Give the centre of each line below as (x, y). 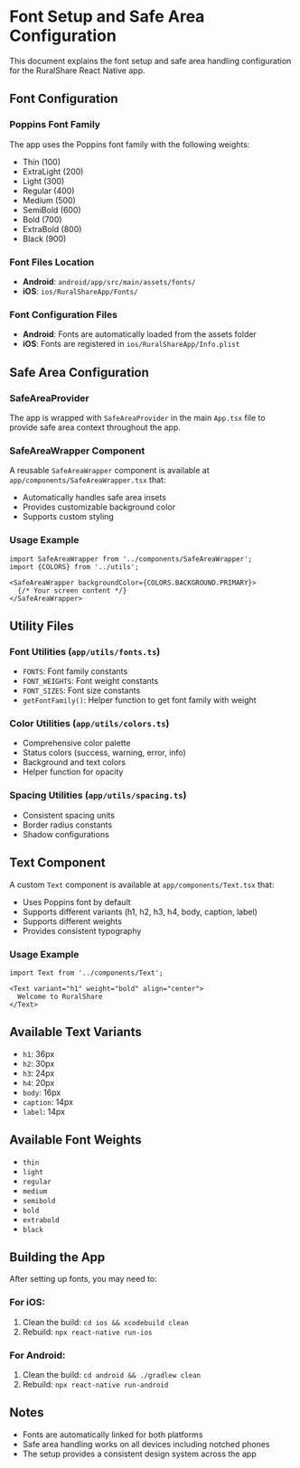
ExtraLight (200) (53, 171)
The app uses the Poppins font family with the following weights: (130, 144)
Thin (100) (42, 162)
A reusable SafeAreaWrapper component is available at (109, 471)
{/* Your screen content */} (72, 590)
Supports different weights (72, 921)
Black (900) (44, 238)
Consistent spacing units (69, 815)
